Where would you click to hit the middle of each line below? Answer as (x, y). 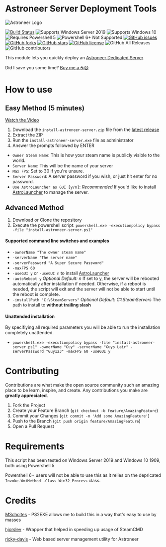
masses (13, 520)
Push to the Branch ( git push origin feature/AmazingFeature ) (76, 421)
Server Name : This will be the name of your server (63, 165)
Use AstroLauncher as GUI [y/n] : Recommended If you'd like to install (84, 187)
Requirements (35, 447)
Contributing (32, 371)
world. (19, 160)
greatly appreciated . (27, 396)
